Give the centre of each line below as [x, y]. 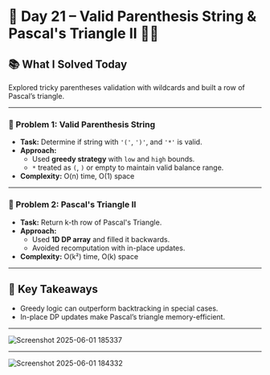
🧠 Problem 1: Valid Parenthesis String [82, 124]
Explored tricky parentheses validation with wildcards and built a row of [127, 87]
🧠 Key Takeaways [53, 289]
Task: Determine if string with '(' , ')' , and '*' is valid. [111, 142]
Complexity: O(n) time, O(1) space [77, 176]
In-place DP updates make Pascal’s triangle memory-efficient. [123, 317]
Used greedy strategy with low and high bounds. [113, 159]
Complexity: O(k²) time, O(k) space [79, 256]
